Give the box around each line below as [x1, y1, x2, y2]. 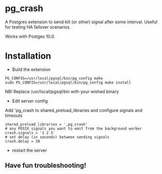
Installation [5, 50, 51, 62]
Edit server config [12, 98, 48, 104]
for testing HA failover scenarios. [5, 24, 71, 30]
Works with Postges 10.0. [5, 33, 56, 39]
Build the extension [12, 66, 51, 72]
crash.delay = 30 [5, 139, 40, 143]
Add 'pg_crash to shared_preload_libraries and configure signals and [5, 107, 143, 113]
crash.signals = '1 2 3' [5, 130, 55, 135]
